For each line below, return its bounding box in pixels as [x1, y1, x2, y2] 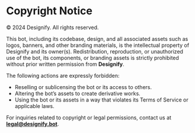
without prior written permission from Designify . [6, 61, 124, 68]
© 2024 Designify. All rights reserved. [6, 24, 99, 31]
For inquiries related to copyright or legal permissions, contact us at [6, 114, 172, 121]
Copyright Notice [6, 4, 93, 18]
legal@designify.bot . [6, 120, 59, 127]
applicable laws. [14, 102, 55, 109]
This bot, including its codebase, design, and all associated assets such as [6, 35, 188, 42]
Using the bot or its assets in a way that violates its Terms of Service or [14, 96, 188, 103]
